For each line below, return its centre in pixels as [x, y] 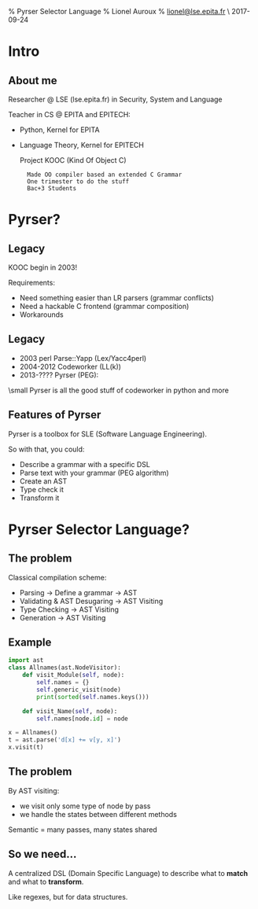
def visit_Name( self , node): [70, 711]
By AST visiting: [34, 790]
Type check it [42, 489]
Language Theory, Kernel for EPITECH [81, 145]
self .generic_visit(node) [79, 690]
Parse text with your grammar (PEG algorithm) [94, 473]
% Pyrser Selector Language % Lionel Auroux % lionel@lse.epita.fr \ [119, 11]
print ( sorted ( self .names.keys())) [93, 697]
